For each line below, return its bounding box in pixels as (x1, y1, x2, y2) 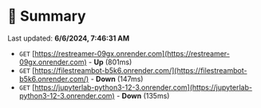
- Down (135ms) (116, 91, 170, 100)
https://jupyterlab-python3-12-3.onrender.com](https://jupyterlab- (34, 83, 253, 92)
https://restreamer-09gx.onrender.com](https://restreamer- (34, 48, 231, 58)
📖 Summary (7, 7, 86, 25)
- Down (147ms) (90, 74, 144, 83)
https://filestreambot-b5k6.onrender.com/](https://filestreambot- (34, 65, 247, 75)
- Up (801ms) (88, 57, 132, 67)
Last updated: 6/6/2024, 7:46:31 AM (7, 33, 130, 43)
